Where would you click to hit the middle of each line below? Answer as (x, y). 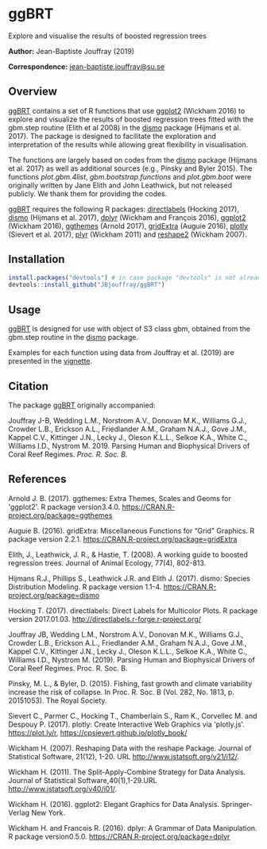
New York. (48, 812)
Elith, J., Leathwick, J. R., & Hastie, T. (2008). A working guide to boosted (128, 554)
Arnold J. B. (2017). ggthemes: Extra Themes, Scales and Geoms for (120, 498)
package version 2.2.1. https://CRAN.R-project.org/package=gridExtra (123, 539)
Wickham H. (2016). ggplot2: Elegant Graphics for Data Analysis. (114, 804)
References (37, 479)
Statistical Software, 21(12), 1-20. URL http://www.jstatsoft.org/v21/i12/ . (124, 756)
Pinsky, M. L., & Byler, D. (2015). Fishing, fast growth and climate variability (130, 683)
